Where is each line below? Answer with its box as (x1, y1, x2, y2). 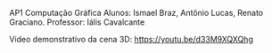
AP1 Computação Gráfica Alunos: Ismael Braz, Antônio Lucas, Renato (9, 8, 264, 18)
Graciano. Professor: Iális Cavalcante (9, 17, 145, 27)
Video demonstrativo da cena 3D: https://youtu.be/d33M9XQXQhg (9, 34, 254, 44)
